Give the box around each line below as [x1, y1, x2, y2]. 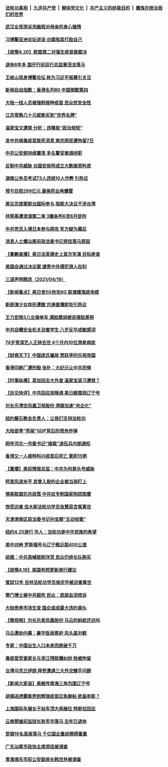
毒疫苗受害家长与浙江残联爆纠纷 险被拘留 [5, 655, 92, 661]
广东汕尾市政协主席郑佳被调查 [5, 744, 68, 750]
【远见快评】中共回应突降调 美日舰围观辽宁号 [5, 390, 100, 396]
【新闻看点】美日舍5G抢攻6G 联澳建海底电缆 [5, 289, 99, 295]
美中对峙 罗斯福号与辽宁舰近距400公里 [5, 541, 87, 548]
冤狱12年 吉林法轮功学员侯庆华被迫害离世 [5, 579, 92, 585]
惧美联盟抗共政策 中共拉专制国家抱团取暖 [5, 491, 92, 497]
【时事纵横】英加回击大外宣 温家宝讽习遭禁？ [5, 377, 100, 383]
